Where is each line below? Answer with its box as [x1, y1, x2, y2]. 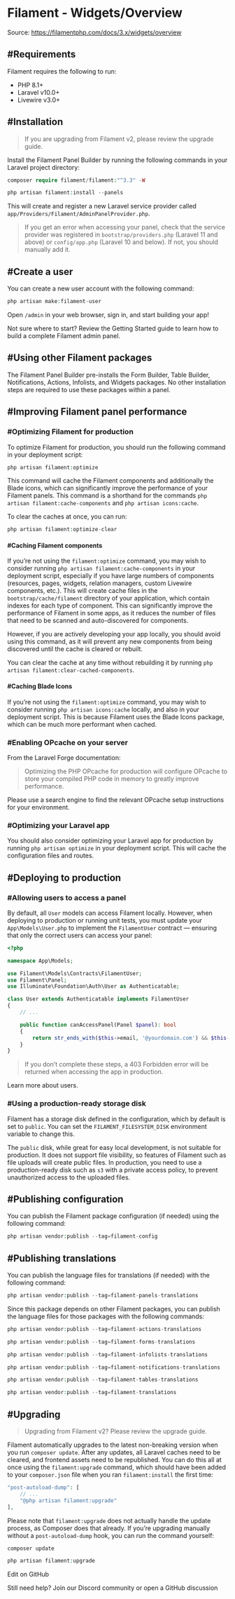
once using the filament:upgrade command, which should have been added [7, 1463, 226, 1471]
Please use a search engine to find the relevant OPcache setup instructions [7, 795, 225, 804]
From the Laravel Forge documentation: [7, 753, 121, 762]
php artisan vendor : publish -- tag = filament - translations [7, 1389, 177, 1396]
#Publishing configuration [7, 1193, 124, 1205]
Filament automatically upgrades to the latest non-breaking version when [7, 1440, 218, 1450]
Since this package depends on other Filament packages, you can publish [7, 1304, 220, 1313]
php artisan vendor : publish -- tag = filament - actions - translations [7, 1325, 201, 1332]
